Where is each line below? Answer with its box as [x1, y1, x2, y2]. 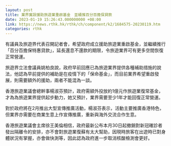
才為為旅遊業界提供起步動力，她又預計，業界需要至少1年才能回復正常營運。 [5, 95, 163, 101]
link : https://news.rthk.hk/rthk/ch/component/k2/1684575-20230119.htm [5, 21, 160, 27]
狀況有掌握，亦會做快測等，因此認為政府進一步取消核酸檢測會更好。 [9, 135, 153, 141]
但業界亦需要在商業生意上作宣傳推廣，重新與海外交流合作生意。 [5, 111, 139, 118]
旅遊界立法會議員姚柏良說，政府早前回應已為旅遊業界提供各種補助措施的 [5, 65, 157, 71]
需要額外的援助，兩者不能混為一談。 [18, 77, 95, 83]
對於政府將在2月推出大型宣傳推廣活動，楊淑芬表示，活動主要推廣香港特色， [5, 105, 164, 111]
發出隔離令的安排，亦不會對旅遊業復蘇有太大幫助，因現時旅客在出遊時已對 [5, 129, 161, 135]
